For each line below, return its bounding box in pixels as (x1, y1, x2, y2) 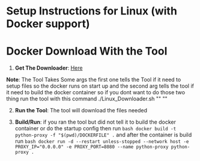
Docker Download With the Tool (6, 44, 168, 58)
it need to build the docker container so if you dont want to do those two (6, 89, 185, 96)
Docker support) (6, 17, 90, 31)
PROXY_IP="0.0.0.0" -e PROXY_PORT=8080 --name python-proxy (14, 144, 169, 150)
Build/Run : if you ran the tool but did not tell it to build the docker (14, 118, 176, 126)
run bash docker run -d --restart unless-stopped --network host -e (14, 138, 189, 145)
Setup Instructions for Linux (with (6, 4, 177, 18)
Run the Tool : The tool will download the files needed (14, 107, 148, 114)
